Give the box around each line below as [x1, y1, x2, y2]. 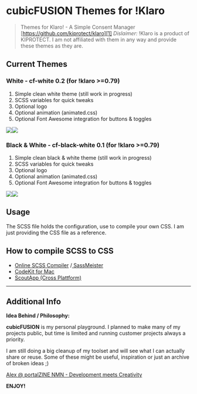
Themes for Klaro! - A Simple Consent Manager [20, 23, 136, 31]
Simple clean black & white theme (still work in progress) [14, 154, 152, 161]
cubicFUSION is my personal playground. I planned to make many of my [6, 324, 181, 331]
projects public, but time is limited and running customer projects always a [6, 330, 186, 337]
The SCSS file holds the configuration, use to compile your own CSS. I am [6, 223, 185, 230]
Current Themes [6, 59, 67, 69]
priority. [6, 336, 25, 343]
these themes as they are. [20, 42, 83, 49]
